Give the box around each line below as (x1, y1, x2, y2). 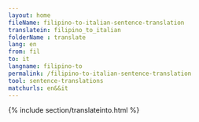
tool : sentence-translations (8, 77, 104, 84)
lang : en (8, 41, 37, 48)
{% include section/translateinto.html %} (8, 106, 140, 115)
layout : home (8, 11, 51, 20)
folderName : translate (8, 33, 87, 41)
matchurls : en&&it (8, 84, 68, 92)
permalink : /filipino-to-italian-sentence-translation (8, 70, 192, 77)
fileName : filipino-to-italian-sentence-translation (8, 19, 185, 27)
